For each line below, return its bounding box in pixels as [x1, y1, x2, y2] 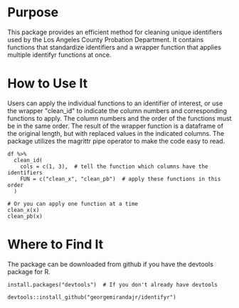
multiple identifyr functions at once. [7, 51, 112, 59]
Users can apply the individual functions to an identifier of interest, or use [7, 99, 223, 107]
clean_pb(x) [7, 213, 43, 220]
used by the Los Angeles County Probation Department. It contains [7, 35, 204, 43]
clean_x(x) [7, 206, 40, 213]
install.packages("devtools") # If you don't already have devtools [7, 281, 218, 288]
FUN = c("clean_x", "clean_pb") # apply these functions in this [20, 175, 221, 182]
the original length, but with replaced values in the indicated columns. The [7, 129, 225, 137]
